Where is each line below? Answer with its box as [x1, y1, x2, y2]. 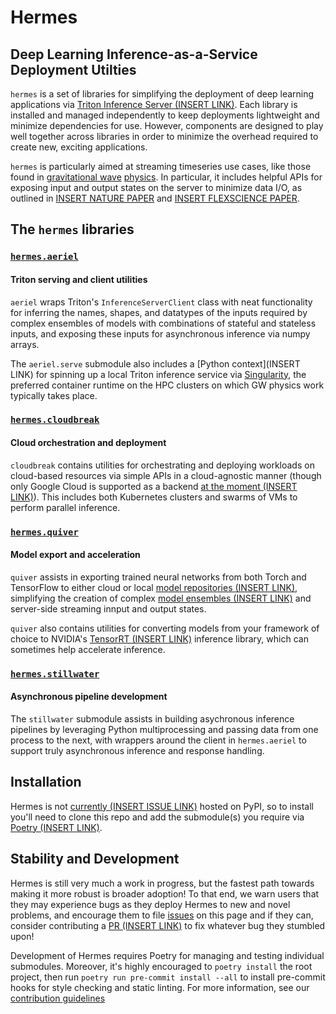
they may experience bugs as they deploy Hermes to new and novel [10, 898, 291, 910]
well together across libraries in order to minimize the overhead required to [10, 131, 319, 142]
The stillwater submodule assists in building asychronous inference [10, 712, 295, 725]
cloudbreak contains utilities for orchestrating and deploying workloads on [10, 459, 315, 471]
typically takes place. [10, 389, 98, 401]
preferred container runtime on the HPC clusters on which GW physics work [10, 379, 325, 391]
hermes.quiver [10, 526, 79, 538]
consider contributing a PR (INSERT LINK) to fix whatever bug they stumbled [10, 919, 326, 931]
